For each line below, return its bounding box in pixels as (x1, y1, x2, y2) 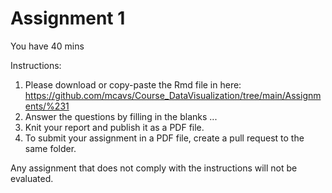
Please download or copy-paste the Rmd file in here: (24, 78, 242, 91)
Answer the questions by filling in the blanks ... (24, 110, 218, 122)
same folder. (24, 142, 77, 154)
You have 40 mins (10, 40, 85, 52)
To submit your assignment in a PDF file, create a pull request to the (24, 132, 305, 144)
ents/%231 (24, 100, 70, 112)
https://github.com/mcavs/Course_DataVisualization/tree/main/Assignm (24, 89, 322, 101)
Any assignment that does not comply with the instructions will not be (10, 162, 298, 174)
